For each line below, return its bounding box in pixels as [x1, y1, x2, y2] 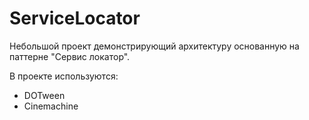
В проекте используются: [9, 70, 119, 82]
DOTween [23, 89, 66, 101]
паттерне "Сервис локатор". [9, 50, 131, 62]
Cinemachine [23, 100, 79, 112]
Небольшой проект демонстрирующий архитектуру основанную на [9, 40, 300, 52]
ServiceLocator [9, 7, 141, 30]
